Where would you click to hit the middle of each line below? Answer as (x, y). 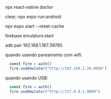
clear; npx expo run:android (33, 16)
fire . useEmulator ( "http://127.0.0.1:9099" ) (55, 91)
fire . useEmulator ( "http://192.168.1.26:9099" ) (58, 68)
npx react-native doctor (29, 7)
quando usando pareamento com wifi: (44, 55)
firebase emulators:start (30, 36)
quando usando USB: (27, 78)
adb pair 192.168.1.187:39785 (34, 45)
